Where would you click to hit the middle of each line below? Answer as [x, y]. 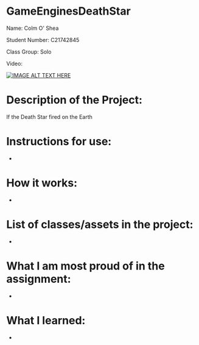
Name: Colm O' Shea [33, 28]
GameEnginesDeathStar [68, 11]
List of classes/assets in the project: [100, 224]
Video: [15, 63]
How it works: [42, 183]
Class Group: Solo [29, 52]
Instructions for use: [59, 142]
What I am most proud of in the [86, 266]
